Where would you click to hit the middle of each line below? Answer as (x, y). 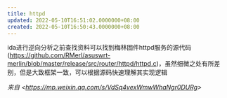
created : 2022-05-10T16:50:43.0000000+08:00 (73, 27)
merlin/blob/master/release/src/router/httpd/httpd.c (82, 64)
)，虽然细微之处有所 (185, 64)
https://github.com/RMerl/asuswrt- (60, 55)
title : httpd (26, 14)
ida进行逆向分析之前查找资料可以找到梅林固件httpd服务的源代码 (99, 48)
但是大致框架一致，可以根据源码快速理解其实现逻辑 (93, 72)
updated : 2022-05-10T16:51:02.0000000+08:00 (73, 20)
